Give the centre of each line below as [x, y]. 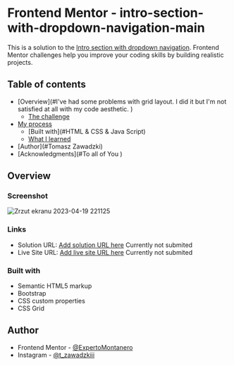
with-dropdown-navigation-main [106, 28]
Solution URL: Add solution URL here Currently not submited [105, 245]
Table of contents [47, 85]
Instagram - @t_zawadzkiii [56, 355]
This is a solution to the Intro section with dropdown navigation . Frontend [113, 47]
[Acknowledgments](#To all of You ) [70, 153]
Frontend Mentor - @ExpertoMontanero [75, 347]
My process [35, 124]
